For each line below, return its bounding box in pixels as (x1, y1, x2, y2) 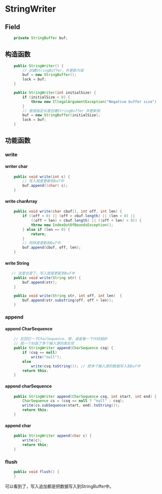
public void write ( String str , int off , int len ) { (14, 293, 122, 298)
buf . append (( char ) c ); (22, 183, 68, 188)
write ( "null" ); (30, 355, 62, 359)
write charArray (5, 198, 38, 204)
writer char (5, 163, 28, 169)
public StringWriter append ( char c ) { (14, 433, 92, 438)
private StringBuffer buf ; (14, 35, 68, 40)
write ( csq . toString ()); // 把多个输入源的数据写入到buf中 (30, 363, 141, 369)
